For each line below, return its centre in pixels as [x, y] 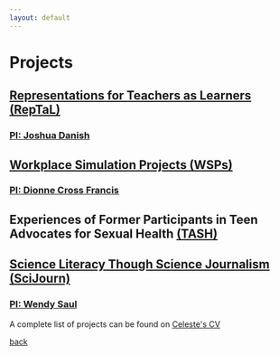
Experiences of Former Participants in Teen [134, 219]
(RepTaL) [35, 110]
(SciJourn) [40, 279]
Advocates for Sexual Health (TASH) [114, 234]
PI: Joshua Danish [50, 135]
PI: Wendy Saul [43, 304]
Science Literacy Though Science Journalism [139, 264]
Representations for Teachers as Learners [130, 96]
